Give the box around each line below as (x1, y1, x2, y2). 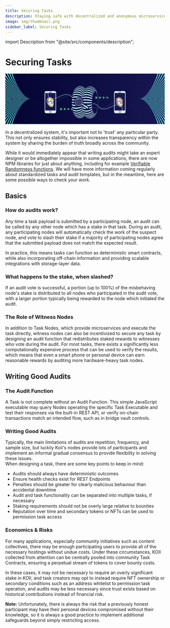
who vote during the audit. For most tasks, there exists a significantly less (5, 341, 158, 347)
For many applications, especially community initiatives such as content (5, 538, 155, 544)
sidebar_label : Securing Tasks (5, 24, 71, 29)
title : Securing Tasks (5, 8, 53, 13)
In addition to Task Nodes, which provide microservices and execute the (5, 325, 156, 331)
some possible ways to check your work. (5, 177, 91, 183)
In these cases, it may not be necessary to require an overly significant (5, 569, 153, 576)
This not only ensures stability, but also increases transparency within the (5, 135, 158, 141)
